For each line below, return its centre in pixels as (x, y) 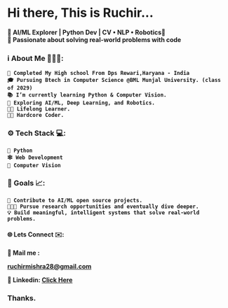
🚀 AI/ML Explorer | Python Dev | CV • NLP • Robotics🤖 (87, 32)
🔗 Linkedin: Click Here (40, 280)
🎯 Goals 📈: (26, 183)
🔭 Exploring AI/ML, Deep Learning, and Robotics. (81, 103)
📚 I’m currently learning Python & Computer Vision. (87, 95)
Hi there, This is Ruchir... (81, 13)
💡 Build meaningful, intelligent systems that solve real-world (103, 212)
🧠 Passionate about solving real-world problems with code (94, 39)
